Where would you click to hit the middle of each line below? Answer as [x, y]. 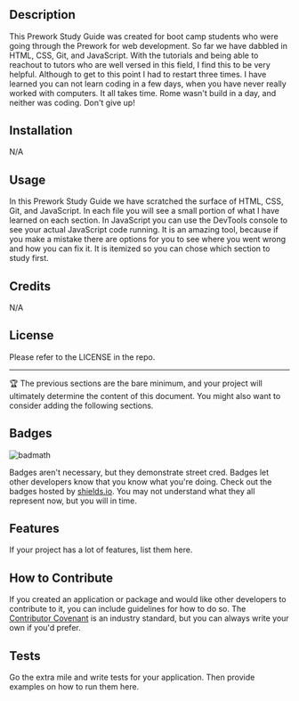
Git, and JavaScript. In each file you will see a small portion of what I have [145, 211]
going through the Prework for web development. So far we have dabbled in [148, 45]
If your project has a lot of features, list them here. [101, 550]
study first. [29, 258]
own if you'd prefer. [45, 628]
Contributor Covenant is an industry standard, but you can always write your [149, 618]
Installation [41, 130]
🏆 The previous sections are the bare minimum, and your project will [136, 383]
